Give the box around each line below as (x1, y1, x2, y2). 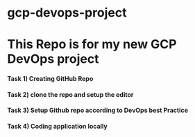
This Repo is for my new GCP (7, 37, 177, 53)
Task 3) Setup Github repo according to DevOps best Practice (7, 106, 189, 115)
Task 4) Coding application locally (7, 122, 108, 130)
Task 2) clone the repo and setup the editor (7, 90, 134, 98)
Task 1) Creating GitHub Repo (7, 74, 94, 82)
